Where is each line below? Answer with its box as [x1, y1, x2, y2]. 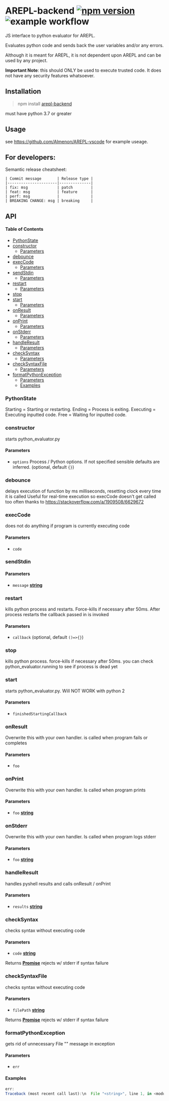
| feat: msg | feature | [5, 189, 94, 194]
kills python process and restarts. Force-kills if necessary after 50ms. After [5, 606, 160, 612]
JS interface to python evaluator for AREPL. [5, 32, 96, 38]
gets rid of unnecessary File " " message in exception [5, 1041, 115, 1047]
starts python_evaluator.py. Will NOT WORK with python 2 [5, 687, 125, 694]
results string [12, 903, 43, 909]
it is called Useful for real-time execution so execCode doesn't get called [5, 493, 156, 499]
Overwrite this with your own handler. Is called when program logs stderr [5, 834, 156, 840]
